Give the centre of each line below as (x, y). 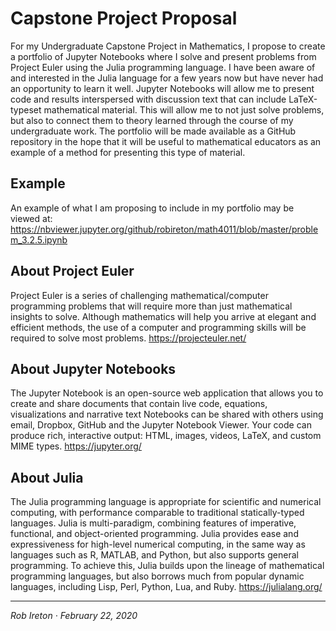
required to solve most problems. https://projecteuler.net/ (128, 338)
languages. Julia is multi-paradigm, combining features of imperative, (153, 523)
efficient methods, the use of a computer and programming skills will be (158, 327)
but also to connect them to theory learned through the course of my (152, 120)
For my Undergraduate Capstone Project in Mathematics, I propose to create (168, 46)
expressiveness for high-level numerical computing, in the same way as (158, 544)
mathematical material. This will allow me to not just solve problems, (184, 109)
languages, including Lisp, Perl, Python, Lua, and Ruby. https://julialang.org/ (166, 587)
